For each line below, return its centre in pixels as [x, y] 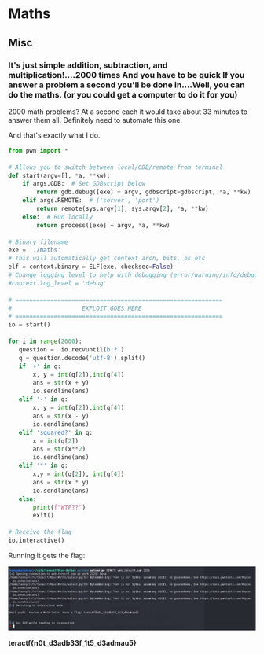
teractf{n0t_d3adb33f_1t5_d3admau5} [73, 642]
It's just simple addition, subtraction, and [88, 65]
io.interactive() [37, 540]
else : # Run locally [57, 217]
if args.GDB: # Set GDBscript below [84, 184]
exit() [44, 516]
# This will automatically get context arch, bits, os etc [107, 259]
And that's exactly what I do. [54, 135]
